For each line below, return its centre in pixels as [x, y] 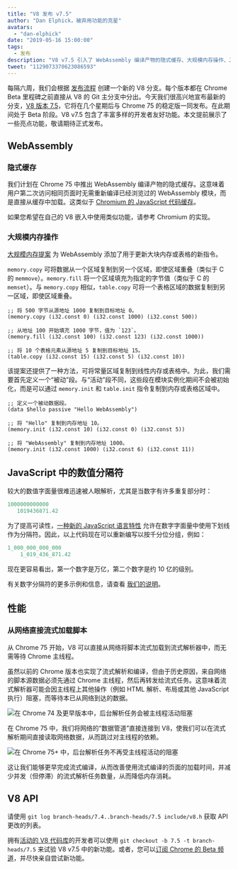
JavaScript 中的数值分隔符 [66, 473]
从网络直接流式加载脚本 [47, 631]
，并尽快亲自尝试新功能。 [51, 858]
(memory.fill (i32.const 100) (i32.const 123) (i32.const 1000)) [106, 337]
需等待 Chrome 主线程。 [42, 656]
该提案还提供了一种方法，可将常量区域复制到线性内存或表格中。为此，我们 [116, 370]
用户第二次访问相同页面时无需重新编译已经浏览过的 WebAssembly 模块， [114, 193]
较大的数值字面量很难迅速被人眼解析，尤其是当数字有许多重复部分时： [110, 491]
